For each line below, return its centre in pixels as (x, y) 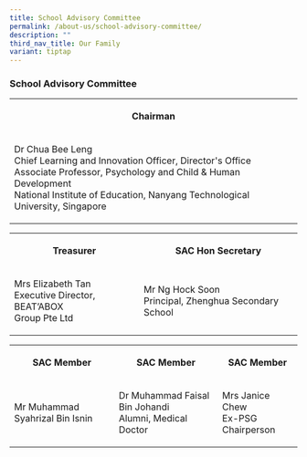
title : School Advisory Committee (75, 18)
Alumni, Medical (153, 419)
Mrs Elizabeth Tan (53, 284)
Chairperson (249, 430)
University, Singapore (60, 206)
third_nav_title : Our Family (65, 43)
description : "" (40, 35)
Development (42, 183)
